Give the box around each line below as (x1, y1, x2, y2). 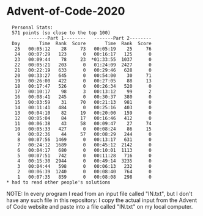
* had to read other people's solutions (6, 179, 111, 185)
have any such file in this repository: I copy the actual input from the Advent (6, 196, 197, 204)
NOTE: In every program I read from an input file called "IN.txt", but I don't (6, 190, 193, 197)
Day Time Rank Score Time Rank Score (12, 40, 152, 46)
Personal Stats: (12, 24, 53, 31)
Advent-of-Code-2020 (6, 4, 125, 18)
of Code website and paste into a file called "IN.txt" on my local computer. (6, 203, 193, 210)
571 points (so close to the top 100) (12, 29, 111, 36)
